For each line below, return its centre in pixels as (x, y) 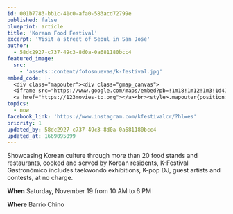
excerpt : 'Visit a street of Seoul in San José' (79, 39)
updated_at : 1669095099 (42, 136)
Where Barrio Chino (36, 204)
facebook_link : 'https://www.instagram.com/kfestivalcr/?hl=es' (102, 116)
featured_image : (31, 59)
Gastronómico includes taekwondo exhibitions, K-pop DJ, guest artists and (114, 170)
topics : (18, 104)
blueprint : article (35, 26)
